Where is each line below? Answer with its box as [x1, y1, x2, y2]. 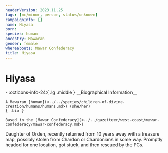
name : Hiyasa [5, 22, 33, 27]
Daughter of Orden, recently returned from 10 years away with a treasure [5, 131, 160, 137]
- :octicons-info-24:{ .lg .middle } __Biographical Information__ [5, 89, 137, 95]
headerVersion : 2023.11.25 [5, 7, 63, 13]
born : [5, 27, 17, 32]
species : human [5, 31, 38, 36]
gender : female [5, 41, 38, 46]
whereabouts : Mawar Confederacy [5, 46, 74, 51]
